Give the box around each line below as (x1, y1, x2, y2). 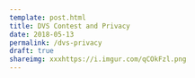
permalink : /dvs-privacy (9, 38, 102, 48)
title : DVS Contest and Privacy (9, 22, 130, 30)
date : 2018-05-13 (9, 30, 75, 39)
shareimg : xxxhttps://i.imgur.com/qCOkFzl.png (9, 55, 187, 64)
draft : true (9, 47, 54, 56)
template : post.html (9, 13, 87, 22)
